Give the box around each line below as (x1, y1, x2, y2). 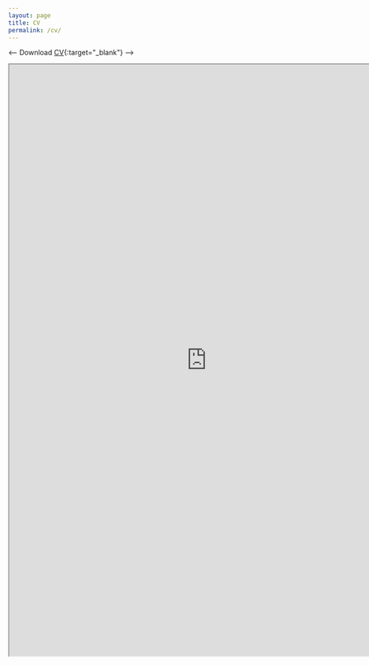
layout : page (8, 11, 51, 20)
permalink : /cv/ (8, 26, 61, 34)
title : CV (8, 19, 41, 27)
